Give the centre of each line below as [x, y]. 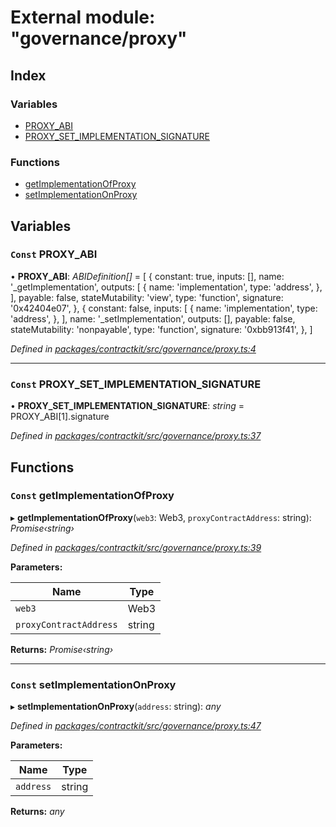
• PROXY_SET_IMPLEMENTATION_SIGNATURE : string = [127, 406]
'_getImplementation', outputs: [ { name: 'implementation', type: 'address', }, [166, 287]
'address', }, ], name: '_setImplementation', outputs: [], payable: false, [153, 318]
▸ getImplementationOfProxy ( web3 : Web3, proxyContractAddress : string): [161, 517]
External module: [83, 17]
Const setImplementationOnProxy [93, 684]
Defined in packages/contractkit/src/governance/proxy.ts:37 [136, 436]
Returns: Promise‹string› [62, 649]
